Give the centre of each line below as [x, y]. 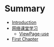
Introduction [24, 22]
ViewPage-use [34, 34]
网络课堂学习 [25, 28]
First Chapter [25, 39]
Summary [25, 9]
